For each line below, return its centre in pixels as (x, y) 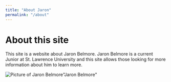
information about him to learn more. (44, 65)
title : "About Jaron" (28, 10)
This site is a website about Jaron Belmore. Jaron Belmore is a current (79, 54)
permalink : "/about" (27, 15)
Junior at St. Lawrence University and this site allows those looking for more (85, 60)
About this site (37, 40)
